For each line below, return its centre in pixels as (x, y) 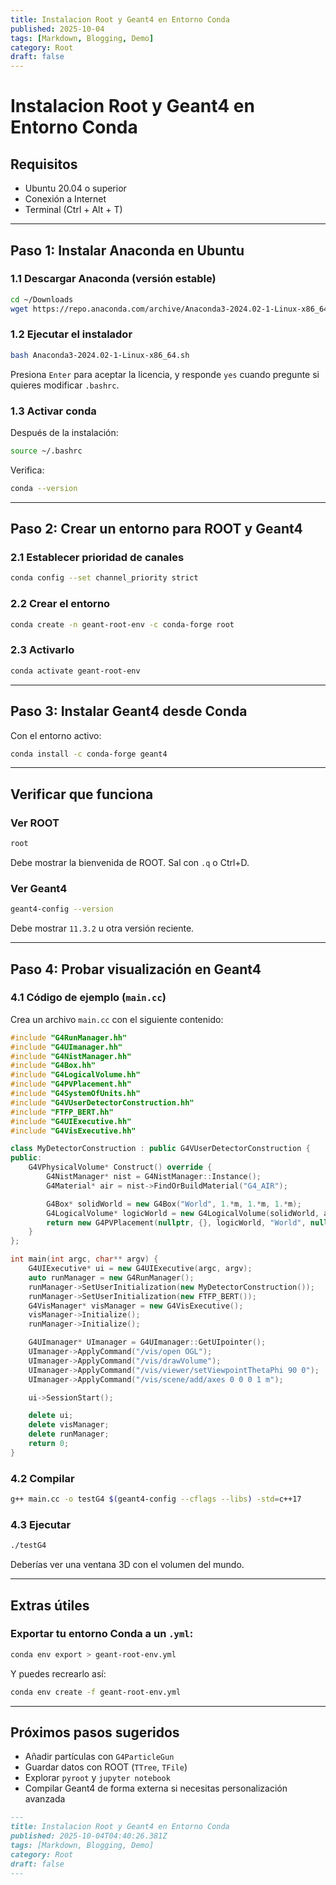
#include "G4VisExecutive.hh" (73, 1131)
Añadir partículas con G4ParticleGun (99, 1757)
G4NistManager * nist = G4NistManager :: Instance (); (154, 1177)
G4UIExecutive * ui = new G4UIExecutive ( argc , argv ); (140, 1269)
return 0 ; (49, 1444)
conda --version (44, 488)
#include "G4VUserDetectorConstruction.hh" (102, 1102)
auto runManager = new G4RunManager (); (111, 1277)
